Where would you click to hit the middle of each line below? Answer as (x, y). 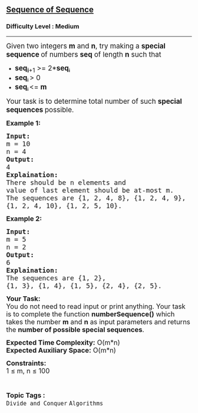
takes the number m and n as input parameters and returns (98, 322)
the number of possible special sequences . (75, 330)
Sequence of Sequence (50, 10)
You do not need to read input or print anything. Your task (96, 307)
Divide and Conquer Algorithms (55, 404)
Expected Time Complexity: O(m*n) (63, 343)
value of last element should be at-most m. (90, 190)
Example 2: (24, 219)
